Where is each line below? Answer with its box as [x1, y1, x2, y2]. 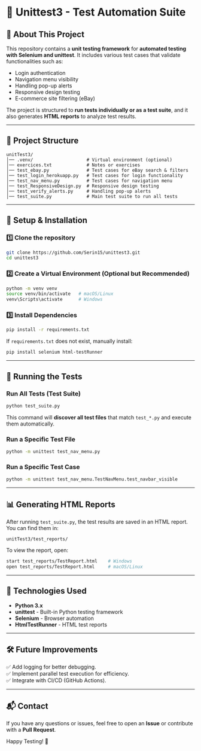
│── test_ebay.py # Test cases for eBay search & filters [6, 167, 188, 173]
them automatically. [6, 420, 55, 427]
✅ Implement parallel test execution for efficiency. [6, 670, 130, 677]
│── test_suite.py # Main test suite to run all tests [6, 193, 178, 199]
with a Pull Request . [6, 726, 56, 734]
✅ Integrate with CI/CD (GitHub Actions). [6, 677, 106, 684]
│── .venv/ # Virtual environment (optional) [6, 157, 172, 163]
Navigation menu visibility [14, 76, 79, 83]
